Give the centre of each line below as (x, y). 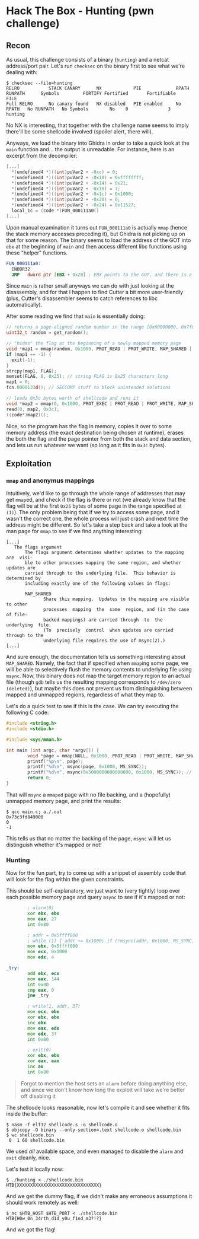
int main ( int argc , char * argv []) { (53, 750)
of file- (17, 615)
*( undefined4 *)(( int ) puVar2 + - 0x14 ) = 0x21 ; (70, 183)
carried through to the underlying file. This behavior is (100, 574)
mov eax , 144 (44, 979)
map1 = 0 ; (18, 382)
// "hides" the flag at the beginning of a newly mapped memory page (94, 343)
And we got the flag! (31, 1230)
